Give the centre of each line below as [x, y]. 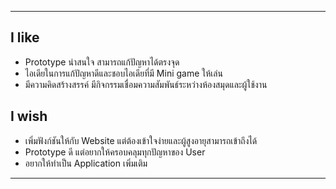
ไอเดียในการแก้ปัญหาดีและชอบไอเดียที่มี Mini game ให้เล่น [123, 73]
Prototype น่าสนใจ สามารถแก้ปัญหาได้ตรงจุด [102, 62]
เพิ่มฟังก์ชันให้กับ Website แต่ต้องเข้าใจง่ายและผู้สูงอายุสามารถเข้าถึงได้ [141, 140]
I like [25, 37]
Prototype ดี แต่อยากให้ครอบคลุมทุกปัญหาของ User [115, 152]
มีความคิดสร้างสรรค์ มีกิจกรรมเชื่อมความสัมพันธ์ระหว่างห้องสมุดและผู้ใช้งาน [146, 84]
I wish [29, 116]
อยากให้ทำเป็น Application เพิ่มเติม [86, 163]
